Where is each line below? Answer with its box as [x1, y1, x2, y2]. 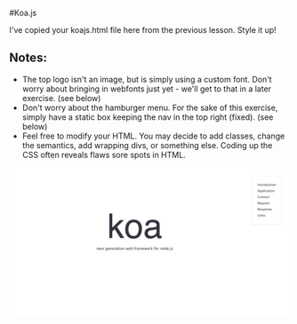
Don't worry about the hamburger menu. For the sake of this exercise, [21, 102, 278, 113]
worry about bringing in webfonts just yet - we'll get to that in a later [21, 83, 272, 94]
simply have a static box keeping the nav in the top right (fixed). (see [21, 111, 274, 122]
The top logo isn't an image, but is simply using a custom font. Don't [21, 74, 273, 84]
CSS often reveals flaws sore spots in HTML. [21, 149, 187, 160]
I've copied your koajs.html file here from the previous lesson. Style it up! [9, 25, 277, 35]
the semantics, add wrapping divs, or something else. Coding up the [21, 139, 273, 150]
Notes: [9, 51, 47, 66]
